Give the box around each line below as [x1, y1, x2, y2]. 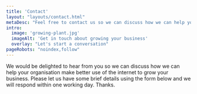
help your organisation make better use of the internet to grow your [6, 68, 169, 76]
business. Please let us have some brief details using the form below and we [6, 75, 191, 82]
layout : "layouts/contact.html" [6, 14, 85, 20]
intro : [6, 25, 22, 31]
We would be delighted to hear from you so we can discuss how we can [6, 62, 180, 69]
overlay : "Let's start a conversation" [11, 41, 109, 47]
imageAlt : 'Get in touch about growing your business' [11, 36, 148, 41]
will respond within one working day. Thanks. [6, 81, 116, 88]
